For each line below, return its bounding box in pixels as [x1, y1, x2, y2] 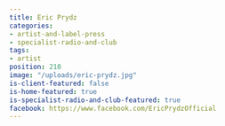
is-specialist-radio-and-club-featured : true [9, 95, 181, 105]
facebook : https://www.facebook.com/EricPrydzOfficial [9, 104, 217, 113]
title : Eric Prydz [9, 12, 77, 22]
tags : [9, 46, 29, 55]
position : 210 [9, 63, 62, 72]
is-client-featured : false [9, 79, 109, 88]
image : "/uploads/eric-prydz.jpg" [9, 71, 138, 80]
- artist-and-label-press [9, 29, 105, 38]
